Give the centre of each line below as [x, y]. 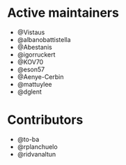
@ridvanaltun [37, 154]
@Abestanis [34, 47]
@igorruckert [36, 55]
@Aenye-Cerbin [40, 77]
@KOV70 [30, 62]
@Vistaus [31, 32]
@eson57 [31, 69]
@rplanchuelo [37, 146]
